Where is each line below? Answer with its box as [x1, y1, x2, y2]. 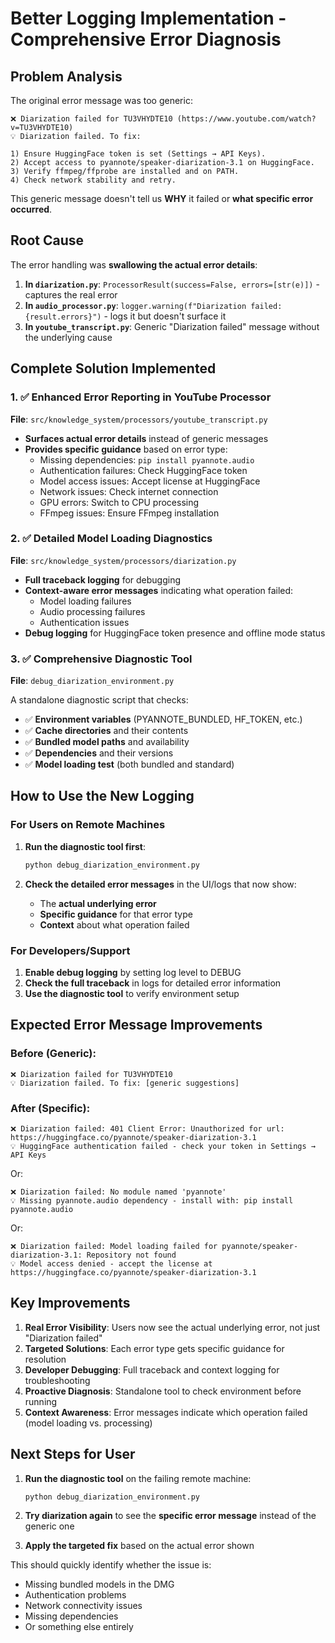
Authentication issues [39, 616, 130, 628]
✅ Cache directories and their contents [24, 725, 189, 737]
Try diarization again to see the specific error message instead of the [24, 1510, 317, 1522]
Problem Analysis [10, 68, 123, 85]
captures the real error [24, 288, 118, 301]
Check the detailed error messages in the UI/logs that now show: [24, 878, 297, 890]
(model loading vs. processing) [24, 1417, 153, 1429]
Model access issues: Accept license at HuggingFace [39, 475, 261, 487]
